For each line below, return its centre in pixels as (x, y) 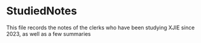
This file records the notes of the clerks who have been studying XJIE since (100, 27)
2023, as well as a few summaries (48, 33)
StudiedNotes (42, 11)
